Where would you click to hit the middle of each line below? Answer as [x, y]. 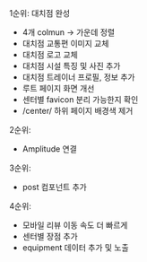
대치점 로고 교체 [50, 55]
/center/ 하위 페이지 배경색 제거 [78, 111]
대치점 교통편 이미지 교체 [65, 44]
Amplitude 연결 [50, 149]
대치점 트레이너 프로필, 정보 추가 [78, 77]
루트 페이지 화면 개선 [58, 88]
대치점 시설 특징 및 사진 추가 [71, 66]
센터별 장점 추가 [50, 236]
